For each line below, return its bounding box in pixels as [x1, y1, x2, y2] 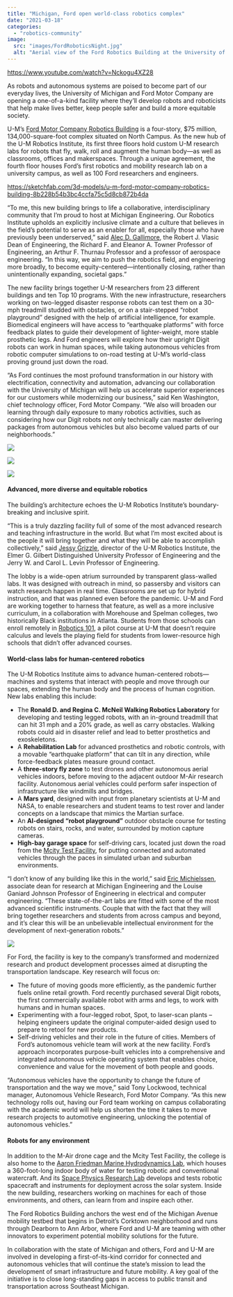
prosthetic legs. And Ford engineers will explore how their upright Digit [7, 335, 210, 343]
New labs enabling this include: [7, 692, 97, 700]
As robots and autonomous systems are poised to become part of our [7, 81, 207, 90]
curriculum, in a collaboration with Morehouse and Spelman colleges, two [7, 609, 218, 618]
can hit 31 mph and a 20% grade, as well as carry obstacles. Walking [17, 721, 215, 729]
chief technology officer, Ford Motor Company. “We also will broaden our [7, 400, 217, 409]
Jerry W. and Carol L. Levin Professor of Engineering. [7, 558, 160, 567]
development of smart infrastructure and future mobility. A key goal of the [7, 1268, 219, 1276]
